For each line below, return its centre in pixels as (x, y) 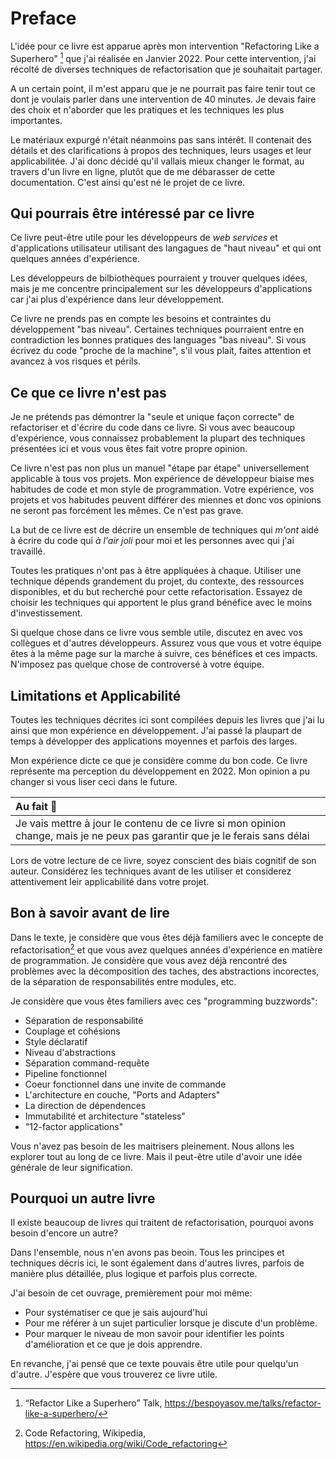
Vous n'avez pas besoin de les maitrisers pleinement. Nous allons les (152, 1146)
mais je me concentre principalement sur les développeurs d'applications (161, 289)
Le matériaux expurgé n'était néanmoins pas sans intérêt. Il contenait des (161, 139)
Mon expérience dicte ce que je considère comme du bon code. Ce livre (159, 761)
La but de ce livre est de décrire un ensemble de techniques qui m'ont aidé (165, 530)
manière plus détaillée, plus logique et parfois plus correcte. (134, 1274)
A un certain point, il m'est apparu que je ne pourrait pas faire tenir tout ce (163, 88)
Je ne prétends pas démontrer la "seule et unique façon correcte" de (152, 417)
